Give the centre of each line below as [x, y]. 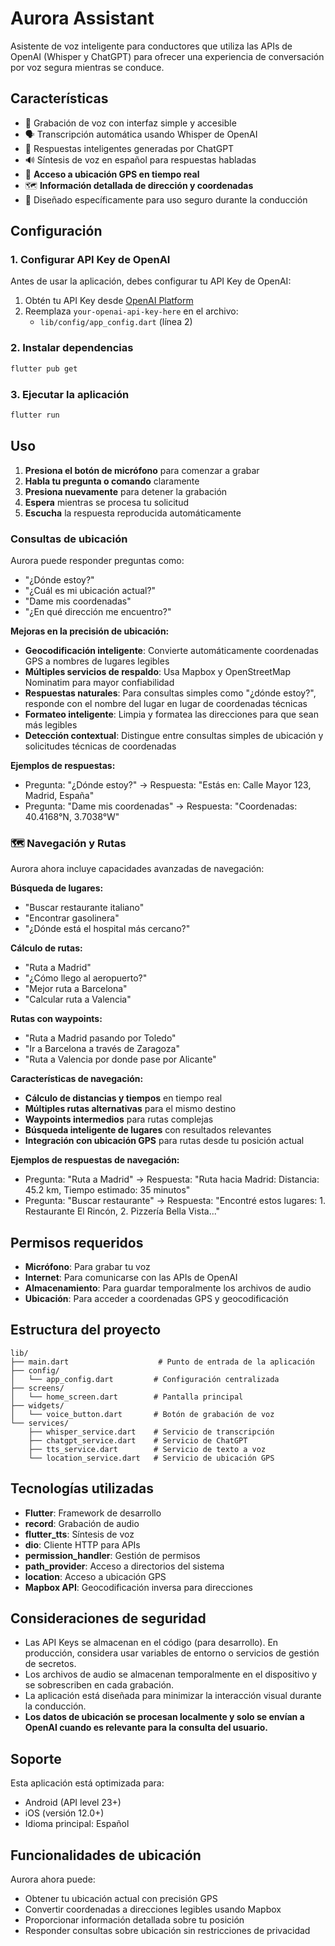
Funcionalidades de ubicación [106, 1855]
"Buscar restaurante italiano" [84, 908]
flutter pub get [44, 368]
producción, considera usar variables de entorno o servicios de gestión [172, 1653]
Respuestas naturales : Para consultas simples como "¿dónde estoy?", [170, 693]
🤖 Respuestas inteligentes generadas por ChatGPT [129, 148]
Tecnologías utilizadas [82, 1488]
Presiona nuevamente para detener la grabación [126, 491]
